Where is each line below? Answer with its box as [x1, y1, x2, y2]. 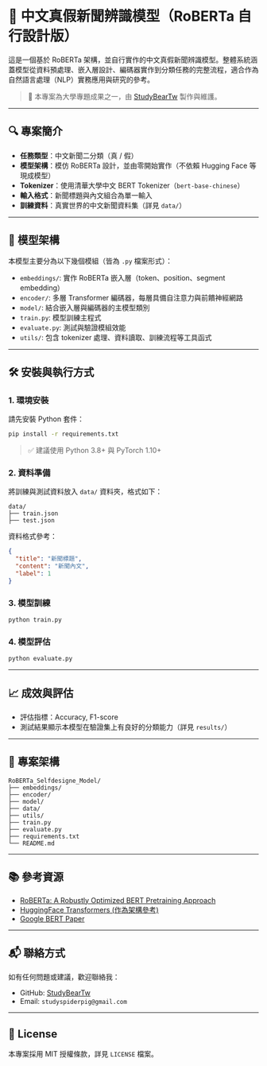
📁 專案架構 [8, 755, 60, 769]
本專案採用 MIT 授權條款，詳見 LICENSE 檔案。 [8, 1049, 159, 1059]
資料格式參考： [8, 532, 57, 541]
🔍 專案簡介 [8, 125, 64, 138]
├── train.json [8, 510, 59, 517]
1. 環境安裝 [8, 394, 49, 405]
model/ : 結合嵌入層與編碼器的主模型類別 [19, 303, 150, 312]
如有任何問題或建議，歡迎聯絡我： [8, 972, 120, 982]
